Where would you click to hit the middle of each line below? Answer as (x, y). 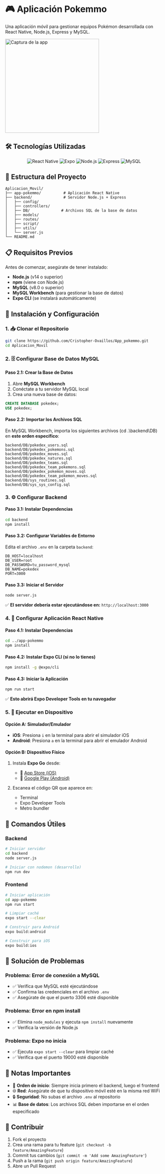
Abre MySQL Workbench (39, 383)
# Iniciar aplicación (28, 895)
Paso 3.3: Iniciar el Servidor (34, 584)
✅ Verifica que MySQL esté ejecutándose (55, 986)
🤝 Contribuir (24, 1127)
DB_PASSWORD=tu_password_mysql (38, 565)
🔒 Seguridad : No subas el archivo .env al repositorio (66, 1097)
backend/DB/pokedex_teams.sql (37, 463)
